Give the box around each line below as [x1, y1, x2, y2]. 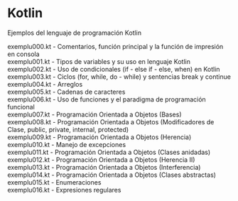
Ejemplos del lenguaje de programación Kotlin [7, 28, 142, 37]
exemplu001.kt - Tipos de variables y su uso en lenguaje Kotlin [7, 57, 190, 65]
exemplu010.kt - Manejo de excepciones [7, 140, 126, 148]
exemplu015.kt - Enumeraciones [7, 178, 102, 186]
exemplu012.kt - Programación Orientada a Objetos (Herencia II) [7, 155, 195, 164]
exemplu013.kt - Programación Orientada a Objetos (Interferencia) [7, 163, 201, 171]
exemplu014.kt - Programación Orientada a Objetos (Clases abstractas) [7, 170, 217, 179]
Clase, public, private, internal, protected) [7, 125, 129, 134]
